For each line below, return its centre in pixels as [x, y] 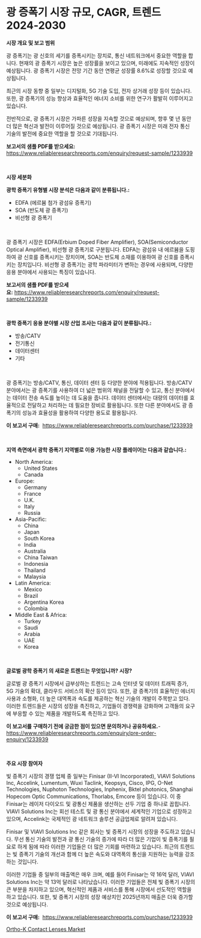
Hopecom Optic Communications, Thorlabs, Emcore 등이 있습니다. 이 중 [94, 796]
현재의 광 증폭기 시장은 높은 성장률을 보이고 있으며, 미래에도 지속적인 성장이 [107, 63]
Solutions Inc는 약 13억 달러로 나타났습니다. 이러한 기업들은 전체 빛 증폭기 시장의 [101, 882]
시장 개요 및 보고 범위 [31, 43]
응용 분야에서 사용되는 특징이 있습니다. [51, 272]
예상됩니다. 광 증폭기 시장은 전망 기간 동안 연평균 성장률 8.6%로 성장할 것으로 [97, 70]
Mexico [33, 589]
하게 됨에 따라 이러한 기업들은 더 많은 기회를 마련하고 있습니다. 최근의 [98, 846]
